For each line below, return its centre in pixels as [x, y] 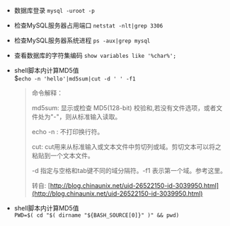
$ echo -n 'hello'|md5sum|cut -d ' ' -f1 [75, 78]
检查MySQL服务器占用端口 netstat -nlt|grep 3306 [88, 25]
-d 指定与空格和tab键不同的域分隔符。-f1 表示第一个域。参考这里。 [129, 171]
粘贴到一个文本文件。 [63, 155]
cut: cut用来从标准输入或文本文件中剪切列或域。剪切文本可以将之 [126, 147]
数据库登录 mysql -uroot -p [54, 10]
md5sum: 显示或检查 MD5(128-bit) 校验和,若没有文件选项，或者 [124, 108]
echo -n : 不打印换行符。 [68, 132]
